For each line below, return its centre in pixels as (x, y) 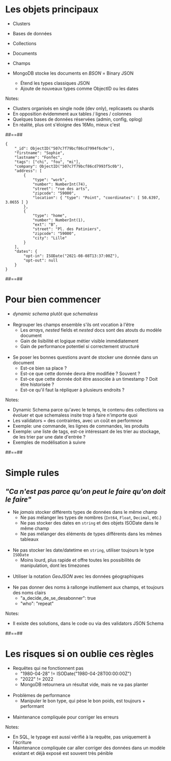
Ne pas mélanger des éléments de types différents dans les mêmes (91, 534)
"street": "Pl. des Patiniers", (67, 229)
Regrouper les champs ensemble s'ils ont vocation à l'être (74, 324)
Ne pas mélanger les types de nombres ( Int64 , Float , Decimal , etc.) (91, 517)
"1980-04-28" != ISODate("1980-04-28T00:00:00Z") (76, 673)
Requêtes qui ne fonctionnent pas (48, 668)
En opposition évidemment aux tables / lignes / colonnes (72, 114)
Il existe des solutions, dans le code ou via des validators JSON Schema (88, 623)
